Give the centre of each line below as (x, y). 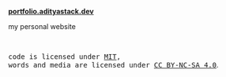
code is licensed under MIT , (64, 57)
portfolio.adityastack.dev (51, 11)
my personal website (42, 26)
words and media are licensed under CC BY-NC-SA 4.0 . (113, 65)
